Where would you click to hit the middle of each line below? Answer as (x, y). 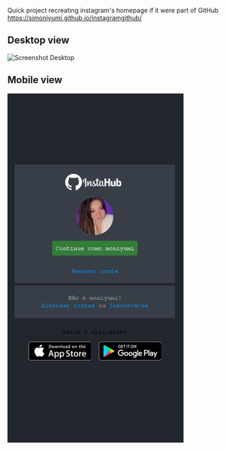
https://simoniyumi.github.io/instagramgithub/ (75, 18)
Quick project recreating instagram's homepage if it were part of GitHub (113, 10)
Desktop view (38, 40)
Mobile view (35, 80)
